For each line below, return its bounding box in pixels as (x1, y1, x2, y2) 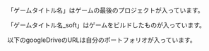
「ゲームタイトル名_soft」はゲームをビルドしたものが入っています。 (7, 21, 206, 29)
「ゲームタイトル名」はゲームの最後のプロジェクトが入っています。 (7, 6, 205, 14)
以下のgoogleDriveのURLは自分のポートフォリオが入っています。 (7, 36, 196, 44)
